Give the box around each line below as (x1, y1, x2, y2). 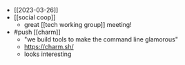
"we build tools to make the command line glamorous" (23, 35, 178, 44)
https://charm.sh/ (23, 43, 74, 50)
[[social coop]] (13, 13, 56, 21)
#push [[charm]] (13, 28, 61, 36)
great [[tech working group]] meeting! (23, 21, 133, 28)
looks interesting (23, 50, 72, 58)
